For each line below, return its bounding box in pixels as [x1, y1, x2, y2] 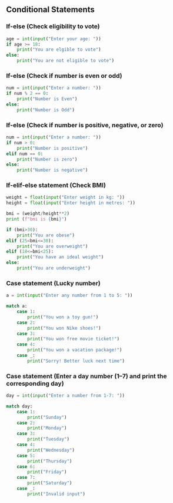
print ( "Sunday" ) [27, 414, 67, 420]
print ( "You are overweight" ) [16, 243, 88, 249]
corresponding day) [6, 379, 64, 387]
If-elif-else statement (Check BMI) [6, 181, 106, 189]
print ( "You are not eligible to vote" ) [16, 58, 115, 64]
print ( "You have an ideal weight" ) [16, 254, 104, 260]
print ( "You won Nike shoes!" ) [27, 325, 101, 331]
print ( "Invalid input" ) [27, 491, 85, 497]
